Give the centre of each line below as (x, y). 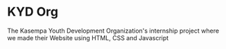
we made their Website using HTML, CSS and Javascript (88, 37)
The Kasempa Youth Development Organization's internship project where (113, 31)
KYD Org (33, 12)
